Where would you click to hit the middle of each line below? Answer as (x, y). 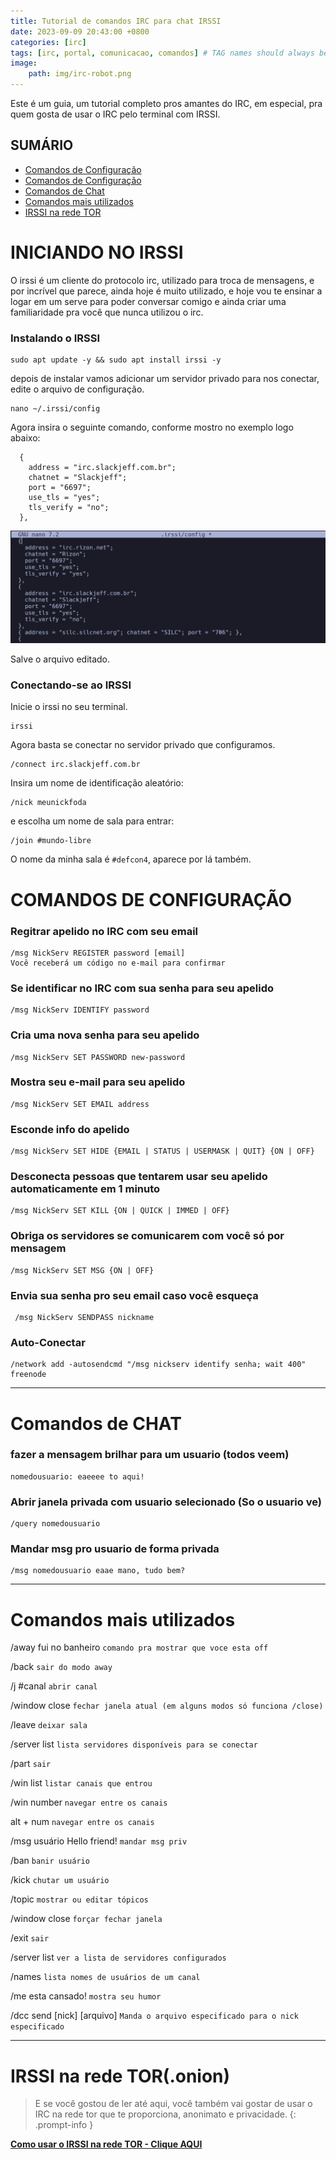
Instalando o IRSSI (55, 338)
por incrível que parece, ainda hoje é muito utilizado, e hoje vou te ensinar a (166, 291)
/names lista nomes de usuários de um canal (105, 1977)
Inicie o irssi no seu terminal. (69, 707)
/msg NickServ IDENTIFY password (80, 1010)
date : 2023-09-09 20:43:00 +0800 (80, 31)
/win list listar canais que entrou (81, 1783)
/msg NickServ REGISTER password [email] (98, 953)
